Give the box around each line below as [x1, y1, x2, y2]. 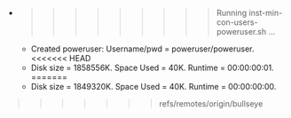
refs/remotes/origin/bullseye [159, 98, 263, 109]
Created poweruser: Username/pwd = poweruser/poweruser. [30, 43, 255, 54]
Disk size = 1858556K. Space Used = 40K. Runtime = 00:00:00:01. [30, 62, 275, 73]
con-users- [216, 17, 259, 28]
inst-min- [248, 8, 283, 18]
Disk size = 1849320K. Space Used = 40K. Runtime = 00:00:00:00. [30, 82, 277, 91]
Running [216, 8, 248, 18]
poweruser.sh [216, 27, 267, 36]
